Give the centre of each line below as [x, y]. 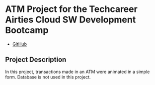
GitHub [20, 44]
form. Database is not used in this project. [48, 77]
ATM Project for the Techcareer [71, 9]
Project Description [36, 60]
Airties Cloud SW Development [71, 20]
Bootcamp [27, 30]
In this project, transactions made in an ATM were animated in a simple [77, 72]
